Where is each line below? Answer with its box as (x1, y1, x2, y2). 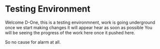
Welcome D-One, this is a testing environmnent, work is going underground (5, 19, 156, 25)
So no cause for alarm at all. (5, 39, 61, 45)
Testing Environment (5, 3, 91, 15)
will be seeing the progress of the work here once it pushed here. (5, 30, 135, 35)
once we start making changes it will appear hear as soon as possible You (5, 24, 153, 30)
